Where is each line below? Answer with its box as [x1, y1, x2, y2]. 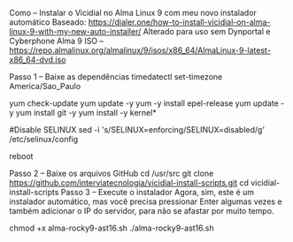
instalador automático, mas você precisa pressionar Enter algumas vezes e [9, 196, 282, 207]
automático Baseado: [9, 17, 87, 27]
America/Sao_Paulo [9, 81, 81, 91]
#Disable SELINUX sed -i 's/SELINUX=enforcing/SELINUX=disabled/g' [9, 125, 266, 135]
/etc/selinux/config [9, 134, 79, 144]
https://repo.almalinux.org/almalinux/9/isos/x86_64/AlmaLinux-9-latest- [9, 45, 272, 56]
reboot [9, 151, 34, 162]
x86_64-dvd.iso [9, 55, 66, 64]
